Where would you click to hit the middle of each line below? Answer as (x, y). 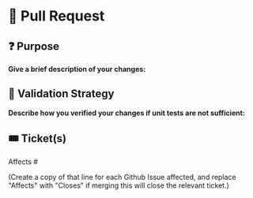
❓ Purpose (34, 46)
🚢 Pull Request (57, 16)
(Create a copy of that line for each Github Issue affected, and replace (122, 177)
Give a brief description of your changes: (77, 69)
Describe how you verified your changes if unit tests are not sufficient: (126, 113)
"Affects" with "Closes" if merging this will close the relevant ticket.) (119, 185)
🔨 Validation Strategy (61, 94)
